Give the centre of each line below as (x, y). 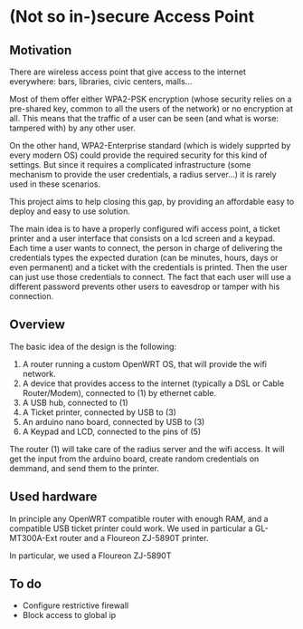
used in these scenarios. (55, 184)
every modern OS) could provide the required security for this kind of (138, 155)
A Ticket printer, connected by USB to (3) (99, 412)
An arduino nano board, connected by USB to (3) (114, 421)
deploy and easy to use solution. (70, 211)
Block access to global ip (69, 615)
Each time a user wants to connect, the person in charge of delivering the (146, 248)
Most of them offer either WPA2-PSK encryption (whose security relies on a (151, 99)
